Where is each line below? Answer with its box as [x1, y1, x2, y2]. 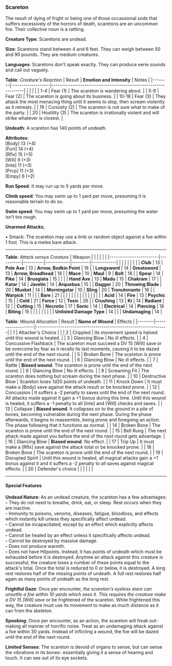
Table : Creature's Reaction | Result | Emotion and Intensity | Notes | [5, 77, 150, 83]
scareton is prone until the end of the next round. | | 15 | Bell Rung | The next [5, 428, 166, 434]
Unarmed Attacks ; [5, 224, 45, 230]
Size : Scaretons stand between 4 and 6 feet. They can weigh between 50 [5, 46, 161, 52]
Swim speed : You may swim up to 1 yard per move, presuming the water [5, 208, 158, 215]
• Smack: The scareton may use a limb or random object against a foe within [5, 234, 167, 240]
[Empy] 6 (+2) [5, 173, 35, 179]
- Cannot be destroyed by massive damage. [5, 538, 98, 544]
